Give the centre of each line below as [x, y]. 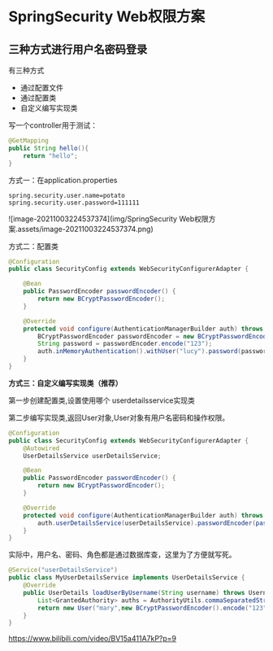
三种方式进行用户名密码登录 [78, 49]
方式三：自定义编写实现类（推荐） [65, 382]
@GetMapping [28, 141]
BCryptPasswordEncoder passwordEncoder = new [116, 336]
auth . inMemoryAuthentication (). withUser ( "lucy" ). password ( [140, 352]
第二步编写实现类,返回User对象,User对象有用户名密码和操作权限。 [119, 417]
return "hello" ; [51, 155]
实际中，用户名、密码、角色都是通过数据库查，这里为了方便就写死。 [122, 555]
